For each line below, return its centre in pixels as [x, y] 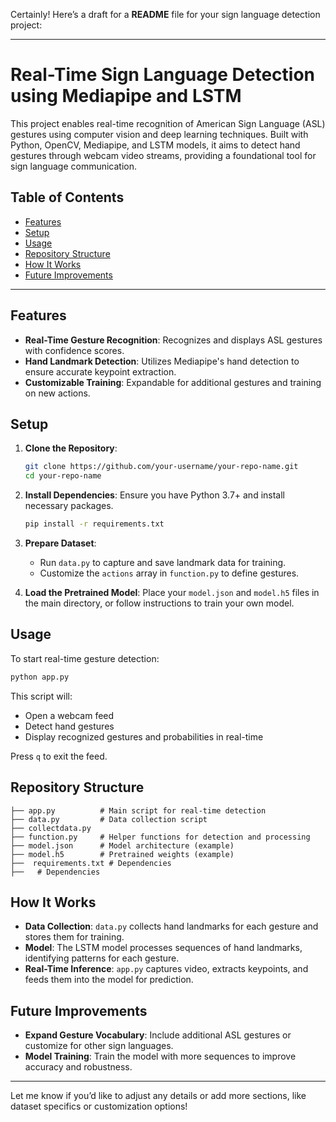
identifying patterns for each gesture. [102, 958]
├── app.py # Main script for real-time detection [138, 810]
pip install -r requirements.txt [94, 524]
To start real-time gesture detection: [85, 658]
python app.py [40, 677]
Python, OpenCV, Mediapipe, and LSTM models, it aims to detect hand [155, 145]
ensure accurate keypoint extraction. [100, 371]
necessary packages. [69, 506]
